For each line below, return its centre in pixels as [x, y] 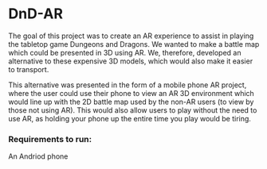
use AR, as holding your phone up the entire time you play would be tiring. [130, 118]
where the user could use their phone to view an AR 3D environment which [132, 93]
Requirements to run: [50, 139]
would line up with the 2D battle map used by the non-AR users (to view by [131, 102]
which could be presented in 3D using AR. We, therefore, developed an [125, 52]
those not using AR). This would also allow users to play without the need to [133, 110]
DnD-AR [36, 14]
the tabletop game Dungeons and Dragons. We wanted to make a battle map [134, 44]
